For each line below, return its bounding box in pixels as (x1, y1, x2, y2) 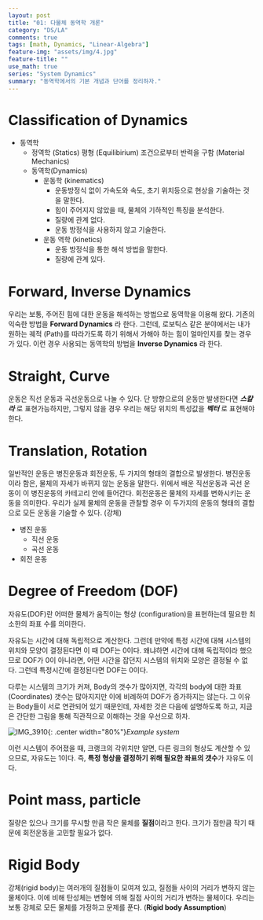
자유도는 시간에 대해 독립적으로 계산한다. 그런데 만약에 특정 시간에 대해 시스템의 (8, 636, 251, 646)
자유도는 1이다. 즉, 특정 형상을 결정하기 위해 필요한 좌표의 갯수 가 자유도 (31, 753, 246, 763)
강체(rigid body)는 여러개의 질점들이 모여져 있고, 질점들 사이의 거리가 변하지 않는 (8, 883, 255, 892)
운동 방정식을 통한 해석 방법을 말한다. (54, 245, 168, 254)
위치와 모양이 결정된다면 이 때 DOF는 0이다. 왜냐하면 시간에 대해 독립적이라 (8, 646, 238, 655)
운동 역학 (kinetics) (42, 235, 103, 245)
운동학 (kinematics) (42, 176, 104, 186)
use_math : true (8, 63, 58, 71)
